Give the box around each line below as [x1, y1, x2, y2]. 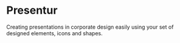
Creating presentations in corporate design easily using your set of [6, 23, 174, 30]
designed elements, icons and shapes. [6, 29, 103, 36]
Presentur [6, 4, 58, 17]
